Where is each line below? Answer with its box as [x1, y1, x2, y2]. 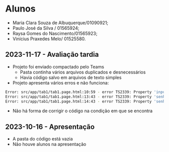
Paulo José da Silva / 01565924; [12, 25, 79, 31]
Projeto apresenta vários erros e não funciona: [12, 80, 109, 86]
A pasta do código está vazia [12, 136, 73, 142]
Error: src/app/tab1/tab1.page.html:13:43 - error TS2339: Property [5, 94, 152, 99]
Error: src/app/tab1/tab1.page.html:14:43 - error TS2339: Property [5, 99, 152, 104]
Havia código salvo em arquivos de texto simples [20, 74, 122, 81]
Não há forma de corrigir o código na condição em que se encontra [12, 108, 153, 114]
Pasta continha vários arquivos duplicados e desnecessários [20, 69, 146, 75]
